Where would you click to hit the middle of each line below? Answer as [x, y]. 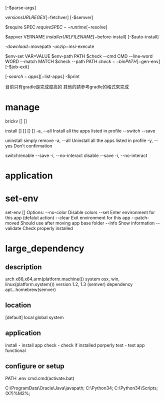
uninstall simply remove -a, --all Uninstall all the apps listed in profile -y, [79, 140]
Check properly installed [48, 228]
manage [22, 107]
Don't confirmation [33, 145]
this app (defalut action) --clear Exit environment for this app [68, 218]
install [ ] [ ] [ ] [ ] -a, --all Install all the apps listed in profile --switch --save [80, 130]
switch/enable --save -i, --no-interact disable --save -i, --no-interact [76, 155]
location [18, 305]
